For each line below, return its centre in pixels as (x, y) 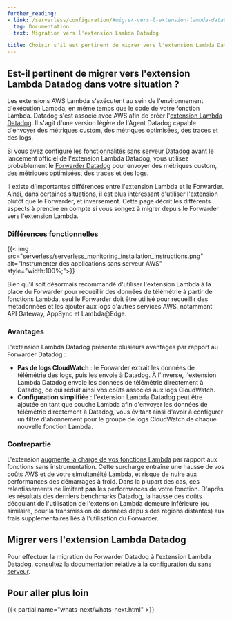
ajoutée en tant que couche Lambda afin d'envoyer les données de (112, 404)
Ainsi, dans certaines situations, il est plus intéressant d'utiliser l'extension (113, 194)
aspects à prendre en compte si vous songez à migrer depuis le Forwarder (113, 208)
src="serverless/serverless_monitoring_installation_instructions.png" (105, 256)
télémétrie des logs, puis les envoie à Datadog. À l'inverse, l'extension (117, 375)
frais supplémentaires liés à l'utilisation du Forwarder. (83, 518)
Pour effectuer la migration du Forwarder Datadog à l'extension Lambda (109, 556)
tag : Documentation (41, 26)
